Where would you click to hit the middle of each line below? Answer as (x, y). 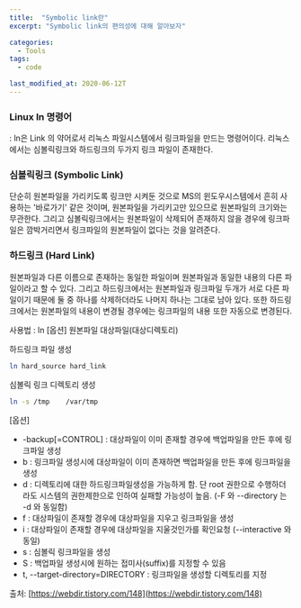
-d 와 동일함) (45, 506)
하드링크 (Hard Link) (52, 256)
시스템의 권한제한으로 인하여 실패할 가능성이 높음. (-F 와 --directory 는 (163, 495)
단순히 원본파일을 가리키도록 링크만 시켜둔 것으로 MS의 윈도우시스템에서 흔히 (144, 196)
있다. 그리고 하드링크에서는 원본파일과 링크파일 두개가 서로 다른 (170, 288)
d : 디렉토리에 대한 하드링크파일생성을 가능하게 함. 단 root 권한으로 (139, 484)
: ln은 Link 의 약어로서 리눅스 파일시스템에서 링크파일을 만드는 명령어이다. (137, 138)
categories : (31, 42)
